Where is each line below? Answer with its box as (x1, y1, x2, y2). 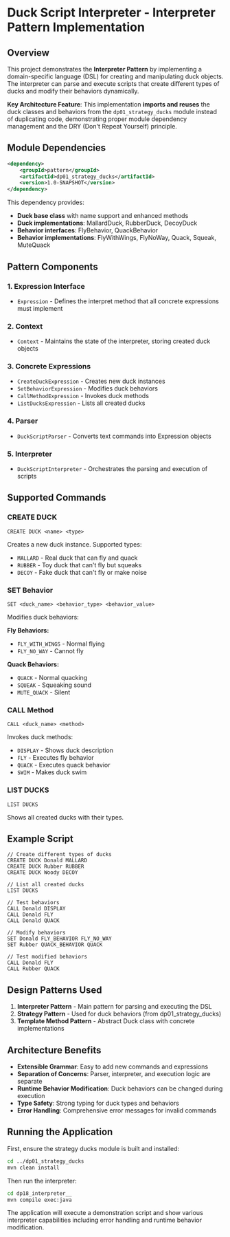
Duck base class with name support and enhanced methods (16, 212, 189, 220)
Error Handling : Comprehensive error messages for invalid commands (16, 1106, 217, 1115)
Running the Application (7, 1126, 113, 1138)
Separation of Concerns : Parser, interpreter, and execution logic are (16, 1070, 211, 1078)
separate (16, 1077, 43, 1086)
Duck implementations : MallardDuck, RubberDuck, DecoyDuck (16, 219, 198, 228)
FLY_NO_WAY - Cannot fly (16, 647, 84, 655)
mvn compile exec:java (7, 1196, 72, 1203)
